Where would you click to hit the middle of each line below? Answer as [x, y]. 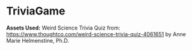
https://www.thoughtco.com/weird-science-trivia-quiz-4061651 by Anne [96, 34]
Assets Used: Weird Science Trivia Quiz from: [63, 28]
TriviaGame [36, 11]
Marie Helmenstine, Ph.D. [38, 40]
